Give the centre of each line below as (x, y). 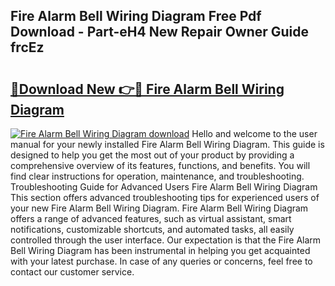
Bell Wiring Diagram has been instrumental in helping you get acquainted (160, 250)
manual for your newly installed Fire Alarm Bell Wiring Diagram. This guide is (167, 144)
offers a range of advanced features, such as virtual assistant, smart (151, 218)
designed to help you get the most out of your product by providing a (152, 155)
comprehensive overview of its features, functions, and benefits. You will (160, 165)
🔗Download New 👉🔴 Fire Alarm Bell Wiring (147, 89)
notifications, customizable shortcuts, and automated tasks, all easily (152, 229)
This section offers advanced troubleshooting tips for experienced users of (165, 197)
